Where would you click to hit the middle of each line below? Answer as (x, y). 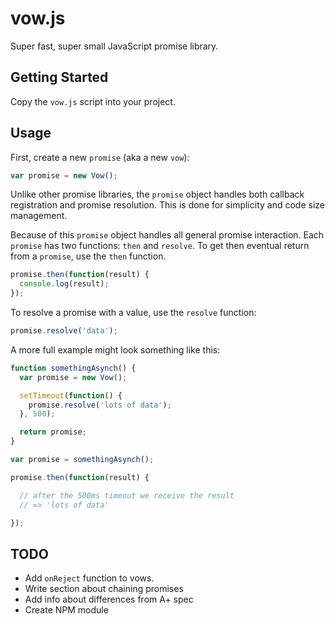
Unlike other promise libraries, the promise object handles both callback (157, 194)
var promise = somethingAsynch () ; (82, 460)
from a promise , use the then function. (88, 256)
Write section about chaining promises (104, 589)
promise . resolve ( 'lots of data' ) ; (100, 405)
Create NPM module (66, 610)
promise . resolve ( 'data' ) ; (64, 331)
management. (39, 216)
